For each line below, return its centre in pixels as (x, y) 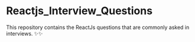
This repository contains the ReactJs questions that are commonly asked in (98, 27)
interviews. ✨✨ (25, 33)
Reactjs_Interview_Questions (79, 11)
